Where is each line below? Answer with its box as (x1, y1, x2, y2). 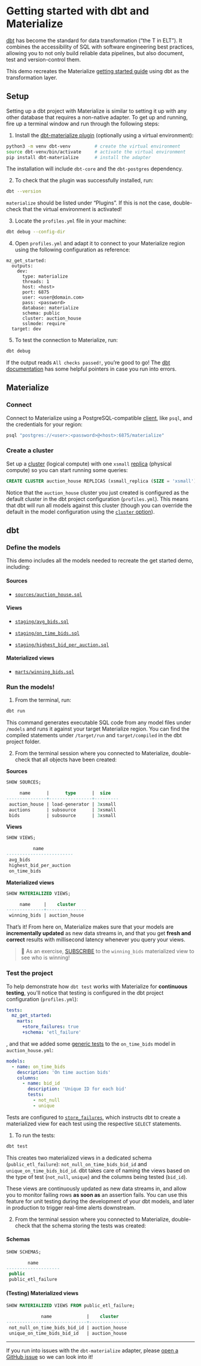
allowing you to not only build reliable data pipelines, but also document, (6, 49, 184, 56)
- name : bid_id (22, 1080, 60, 1086)
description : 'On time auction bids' (17, 1069, 111, 1075)
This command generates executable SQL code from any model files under (6, 719, 191, 726)
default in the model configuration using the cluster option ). (6, 508, 155, 515)
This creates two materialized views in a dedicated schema (6, 1154, 152, 1161)
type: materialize (22, 274, 68, 280)
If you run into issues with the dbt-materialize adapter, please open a (6, 1347, 178, 1354)
